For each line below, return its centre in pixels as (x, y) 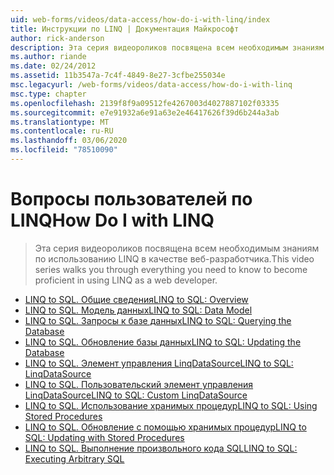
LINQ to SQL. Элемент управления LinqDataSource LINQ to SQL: (159, 363)
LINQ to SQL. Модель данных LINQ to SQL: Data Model (138, 310)
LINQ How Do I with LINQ (112, 220)
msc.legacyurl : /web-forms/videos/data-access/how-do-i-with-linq (151, 85)
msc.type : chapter (48, 94)
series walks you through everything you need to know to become (171, 269)
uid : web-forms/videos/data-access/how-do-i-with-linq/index (140, 19)
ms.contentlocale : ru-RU (62, 131)
